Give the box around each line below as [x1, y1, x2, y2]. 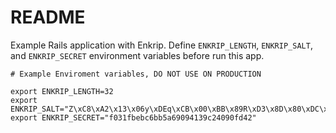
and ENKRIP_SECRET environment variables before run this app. [10, 49, 265, 61]
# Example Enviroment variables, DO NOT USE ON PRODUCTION [10, 69, 262, 79]
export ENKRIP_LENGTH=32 [10, 86, 114, 96]
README [10, 6, 86, 29]
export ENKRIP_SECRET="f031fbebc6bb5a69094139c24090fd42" [10, 112, 257, 123]
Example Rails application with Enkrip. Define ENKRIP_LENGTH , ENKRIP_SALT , [10, 39, 313, 51]
